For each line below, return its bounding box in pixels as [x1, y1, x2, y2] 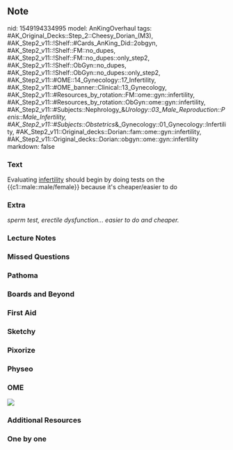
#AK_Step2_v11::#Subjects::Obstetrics [7, 120, 115, 128]
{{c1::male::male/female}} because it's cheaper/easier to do [7, 183, 177, 191]
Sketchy [7, 326, 36, 336]
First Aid [7, 308, 37, 318]
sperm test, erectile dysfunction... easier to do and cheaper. [7, 216, 179, 225]
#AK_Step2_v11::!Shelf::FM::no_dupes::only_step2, [7, 54, 150, 62]
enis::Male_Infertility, [7, 113, 67, 121]
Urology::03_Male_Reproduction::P [124, 105, 225, 113]
